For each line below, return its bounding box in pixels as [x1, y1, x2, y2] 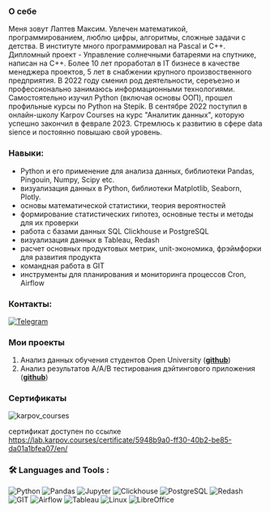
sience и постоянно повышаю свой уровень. [8, 127, 162, 137]
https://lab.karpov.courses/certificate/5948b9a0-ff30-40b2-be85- [8, 435, 233, 445]
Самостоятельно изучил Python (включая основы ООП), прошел [8, 93, 233, 103]
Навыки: [8, 147, 45, 159]
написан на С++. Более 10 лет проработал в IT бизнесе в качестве [8, 58, 241, 68]
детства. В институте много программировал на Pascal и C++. [8, 41, 225, 51]
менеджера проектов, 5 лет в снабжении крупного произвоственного [8, 67, 252, 77]
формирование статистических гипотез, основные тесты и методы [19, 209, 254, 219]
